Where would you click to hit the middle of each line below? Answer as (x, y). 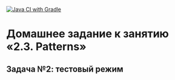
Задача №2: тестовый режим (65, 69)
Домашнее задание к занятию (88, 34)
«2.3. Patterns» (46, 47)
